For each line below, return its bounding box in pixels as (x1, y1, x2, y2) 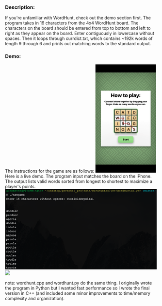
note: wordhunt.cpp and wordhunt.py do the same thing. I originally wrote (5, 280, 152, 286)
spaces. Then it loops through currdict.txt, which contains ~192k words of (5, 36, 153, 41)
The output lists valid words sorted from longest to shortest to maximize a (5, 178, 153, 184)
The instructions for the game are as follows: (5, 168, 95, 174)
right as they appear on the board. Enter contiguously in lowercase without (5, 31, 154, 36)
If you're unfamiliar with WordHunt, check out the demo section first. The (5, 15, 151, 21)
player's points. (5, 183, 36, 189)
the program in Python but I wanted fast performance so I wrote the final (5, 285, 150, 291)
